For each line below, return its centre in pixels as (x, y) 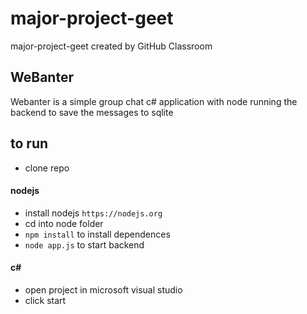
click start (45, 300)
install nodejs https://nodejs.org (93, 213)
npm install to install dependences (97, 234)
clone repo (47, 168)
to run (29, 143)
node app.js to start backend (84, 244)
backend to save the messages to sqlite (92, 112)
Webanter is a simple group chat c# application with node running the (154, 101)
